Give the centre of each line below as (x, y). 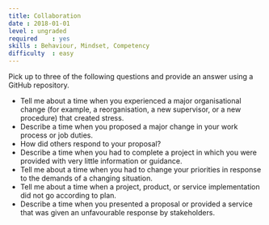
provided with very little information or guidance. (101, 161)
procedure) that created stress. (72, 118)
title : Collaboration (45, 16)
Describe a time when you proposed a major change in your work (129, 127)
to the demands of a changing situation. (86, 178)
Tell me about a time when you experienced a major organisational (130, 101)
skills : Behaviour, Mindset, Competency (79, 46)
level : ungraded (38, 31)
